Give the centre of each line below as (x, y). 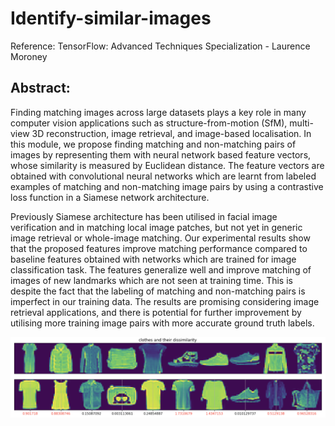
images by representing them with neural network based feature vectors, (161, 154)
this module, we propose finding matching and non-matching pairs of (153, 144)
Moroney (29, 56)
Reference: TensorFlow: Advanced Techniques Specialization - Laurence (160, 46)
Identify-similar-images (111, 18)
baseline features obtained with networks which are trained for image (153, 259)
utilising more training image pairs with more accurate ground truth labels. (162, 323)
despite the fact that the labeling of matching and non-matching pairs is (158, 291)
